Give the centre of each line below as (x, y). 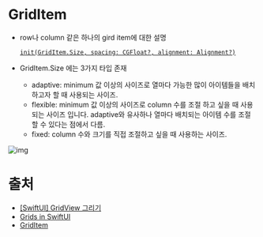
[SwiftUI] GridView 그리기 (60, 208)
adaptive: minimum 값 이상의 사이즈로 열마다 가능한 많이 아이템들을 (136, 85)
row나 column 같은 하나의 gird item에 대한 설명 (93, 37)
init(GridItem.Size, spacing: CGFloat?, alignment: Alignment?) (128, 52)
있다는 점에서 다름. (77, 124)
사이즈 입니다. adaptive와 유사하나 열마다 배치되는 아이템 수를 (141, 114)
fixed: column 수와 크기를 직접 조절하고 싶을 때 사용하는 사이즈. (129, 134)
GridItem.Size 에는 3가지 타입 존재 (73, 68)
